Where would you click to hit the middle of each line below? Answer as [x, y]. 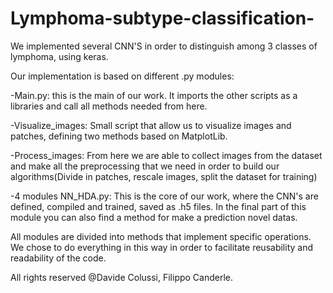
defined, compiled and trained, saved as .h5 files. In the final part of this [158, 206]
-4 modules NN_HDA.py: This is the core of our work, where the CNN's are [164, 196]
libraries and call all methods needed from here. [109, 106]
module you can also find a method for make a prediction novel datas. [154, 217]
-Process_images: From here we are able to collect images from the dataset [166, 155]
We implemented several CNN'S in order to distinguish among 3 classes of [164, 46]
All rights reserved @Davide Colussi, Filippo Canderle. [122, 277]
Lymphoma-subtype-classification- [162, 18]
